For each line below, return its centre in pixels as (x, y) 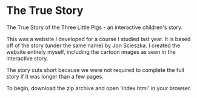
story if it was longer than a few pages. (55, 76)
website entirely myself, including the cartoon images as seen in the (91, 51)
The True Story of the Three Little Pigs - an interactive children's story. (95, 27)
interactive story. (27, 58)
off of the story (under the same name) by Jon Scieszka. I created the (93, 45)
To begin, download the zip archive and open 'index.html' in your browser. (99, 88)
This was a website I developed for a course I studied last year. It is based (98, 39)
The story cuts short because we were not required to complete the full (95, 70)
